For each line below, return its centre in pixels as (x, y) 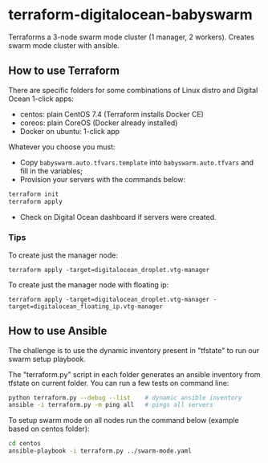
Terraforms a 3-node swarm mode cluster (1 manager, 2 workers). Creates (132, 37)
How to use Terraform (64, 71)
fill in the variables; (51, 171)
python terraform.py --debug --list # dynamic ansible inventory (125, 398)
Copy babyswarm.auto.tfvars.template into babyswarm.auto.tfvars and (137, 162)
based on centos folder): (49, 429)
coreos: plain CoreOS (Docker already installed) (99, 123)
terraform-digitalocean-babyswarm (130, 15)
